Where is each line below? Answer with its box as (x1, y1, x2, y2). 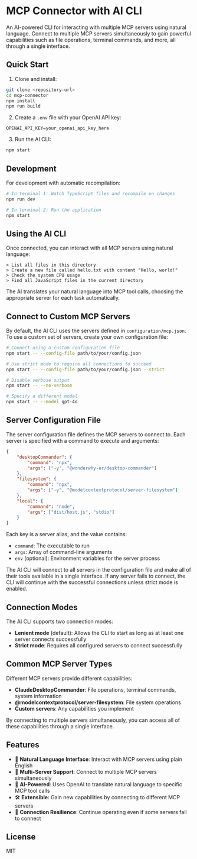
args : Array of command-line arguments (14, 549, 113, 556)
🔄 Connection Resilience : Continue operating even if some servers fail (14, 808, 187, 815)
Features (6, 740, 40, 750)
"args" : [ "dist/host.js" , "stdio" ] (27, 509, 115, 515)
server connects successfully (14, 636, 87, 643)
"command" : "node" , (27, 504, 75, 510)
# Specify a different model (6, 393, 78, 400)
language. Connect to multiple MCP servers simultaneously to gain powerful (6, 30, 192, 37)
